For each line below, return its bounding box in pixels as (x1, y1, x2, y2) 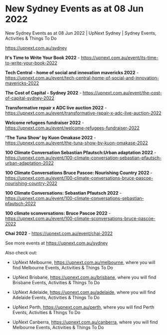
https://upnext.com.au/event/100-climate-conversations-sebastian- (5, 195, 144, 201)
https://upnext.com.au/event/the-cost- (82, 90, 162, 96)
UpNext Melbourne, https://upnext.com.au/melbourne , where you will (12, 259, 156, 265)
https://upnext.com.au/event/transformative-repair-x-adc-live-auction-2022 (5, 110, 162, 116)
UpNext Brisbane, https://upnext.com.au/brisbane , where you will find (12, 274, 157, 280)
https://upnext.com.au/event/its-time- (80, 54, 159, 60)
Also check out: (5, 249, 37, 255)
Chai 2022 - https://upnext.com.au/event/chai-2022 (5, 230, 113, 236)
